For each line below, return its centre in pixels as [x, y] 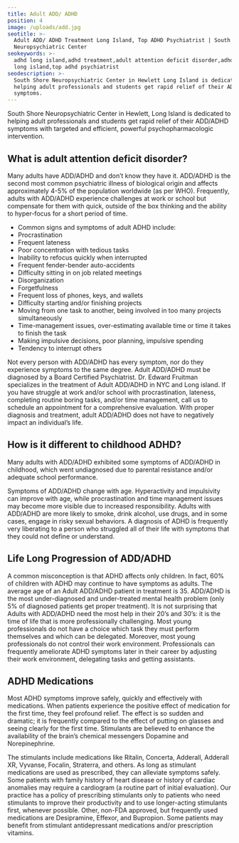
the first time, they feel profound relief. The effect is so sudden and [106, 714]
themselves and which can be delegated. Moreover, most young [101, 636]
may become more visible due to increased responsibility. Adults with [109, 506]
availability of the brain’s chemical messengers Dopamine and [98, 736]
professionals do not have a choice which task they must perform [103, 629]
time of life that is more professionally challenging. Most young [100, 621]
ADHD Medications [51, 681]
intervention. [26, 137]
